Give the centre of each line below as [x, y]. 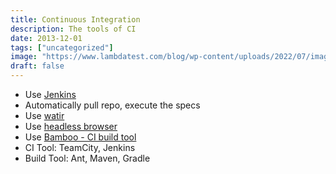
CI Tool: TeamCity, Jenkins [80, 147]
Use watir [44, 115]
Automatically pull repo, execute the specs [112, 105]
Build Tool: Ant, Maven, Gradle [87, 158]
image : [24, 57]
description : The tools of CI [73, 29]
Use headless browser [71, 126]
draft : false [37, 66]
